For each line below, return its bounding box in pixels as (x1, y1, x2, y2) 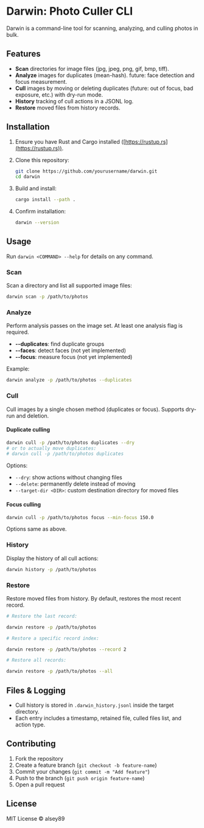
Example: (6, 365, 30, 372)
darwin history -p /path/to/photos (6, 566, 97, 572)
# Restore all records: (6, 657, 67, 664)
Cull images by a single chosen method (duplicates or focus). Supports (6, 405, 185, 413)
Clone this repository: (15, 156, 69, 163)
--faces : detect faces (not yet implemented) (15, 347, 127, 354)
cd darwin (15, 174, 41, 180)
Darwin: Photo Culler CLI (6, 4, 133, 18)
